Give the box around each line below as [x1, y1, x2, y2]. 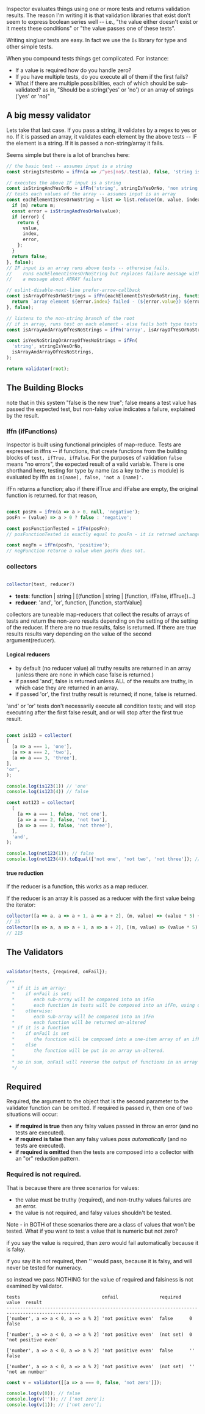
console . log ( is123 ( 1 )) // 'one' [6, 783, 88, 789]
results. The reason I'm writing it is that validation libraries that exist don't [6, 12, 191, 19]
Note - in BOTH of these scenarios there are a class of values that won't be [6, 1220, 195, 1228]
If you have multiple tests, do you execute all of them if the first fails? [15, 73, 189, 80]
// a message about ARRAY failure [6, 276, 103, 283]
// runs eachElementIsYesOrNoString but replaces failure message [6, 270, 187, 277]
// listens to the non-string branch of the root [6, 315, 135, 321]
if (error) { [12, 214, 45, 220]
